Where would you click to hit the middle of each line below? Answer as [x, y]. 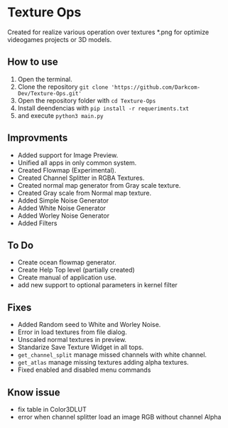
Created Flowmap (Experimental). [67, 170]
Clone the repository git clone [63, 87]
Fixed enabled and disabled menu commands [84, 370]
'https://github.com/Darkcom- [156, 87]
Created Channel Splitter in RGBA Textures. [81, 178]
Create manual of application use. [67, 277]
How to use [33, 62]
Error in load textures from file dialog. [72, 332]
